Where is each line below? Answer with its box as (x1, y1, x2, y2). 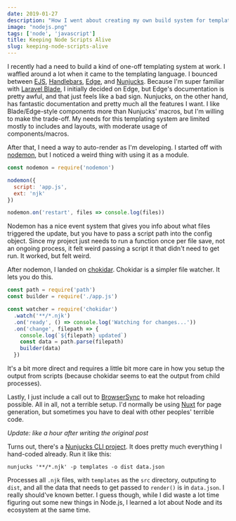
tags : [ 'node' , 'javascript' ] (7, 30, 96, 37)
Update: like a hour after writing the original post (7, 429, 149, 437)
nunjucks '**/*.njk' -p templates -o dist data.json (7, 463, 165, 470)
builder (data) (20, 345, 61, 352)
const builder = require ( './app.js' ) (7, 293, 118, 300)
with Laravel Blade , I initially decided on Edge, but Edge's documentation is (7, 85, 225, 93)
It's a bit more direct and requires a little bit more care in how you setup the (7, 364, 225, 373)
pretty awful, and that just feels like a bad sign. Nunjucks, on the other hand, (7, 92, 228, 101)
